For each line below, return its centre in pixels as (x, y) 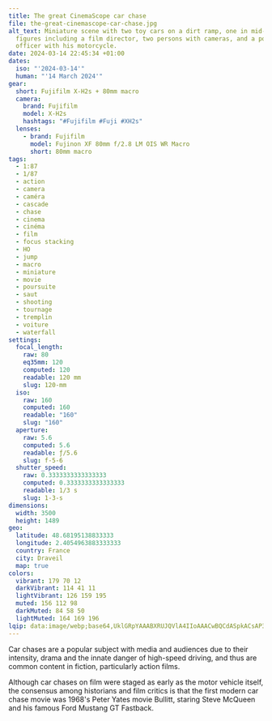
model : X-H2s (45, 114)
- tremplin (34, 317)
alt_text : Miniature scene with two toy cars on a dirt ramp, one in (128, 31)
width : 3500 (36, 513)
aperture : (32, 430)
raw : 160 (38, 400)
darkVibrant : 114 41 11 (55, 588)
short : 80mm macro (61, 151)
